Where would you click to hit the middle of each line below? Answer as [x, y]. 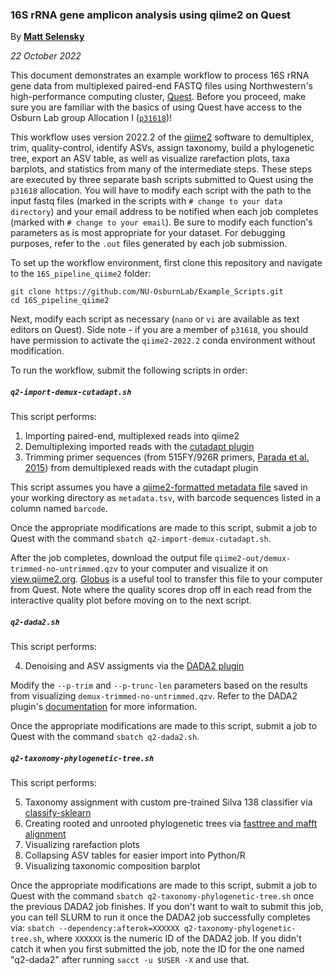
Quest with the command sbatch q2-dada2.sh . [105, 737]
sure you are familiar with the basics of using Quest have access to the [156, 107]
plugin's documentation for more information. [104, 707]
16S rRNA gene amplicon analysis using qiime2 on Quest [151, 15]
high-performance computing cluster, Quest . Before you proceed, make [158, 97]
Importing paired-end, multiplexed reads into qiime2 [132, 436]
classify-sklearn [58, 813]
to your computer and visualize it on [193, 569]
